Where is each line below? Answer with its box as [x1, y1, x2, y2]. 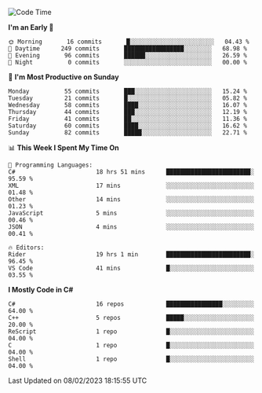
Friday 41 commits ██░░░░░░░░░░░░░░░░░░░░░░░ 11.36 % [8, 115, 247, 123]
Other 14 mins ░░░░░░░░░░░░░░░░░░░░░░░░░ [8, 196, 255, 204]
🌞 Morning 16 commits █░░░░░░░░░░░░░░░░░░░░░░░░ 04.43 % [8, 38, 249, 46]
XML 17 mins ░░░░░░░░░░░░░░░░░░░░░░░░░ [8, 182, 255, 189]
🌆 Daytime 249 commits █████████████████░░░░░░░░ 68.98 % [8, 45, 247, 53]
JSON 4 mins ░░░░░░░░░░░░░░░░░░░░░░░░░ [8, 223, 255, 231]
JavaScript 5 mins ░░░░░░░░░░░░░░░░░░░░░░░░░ [8, 209, 255, 217]
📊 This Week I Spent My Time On [8, 143, 119, 152]
